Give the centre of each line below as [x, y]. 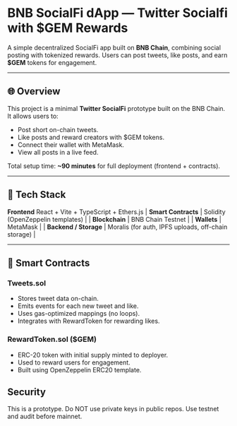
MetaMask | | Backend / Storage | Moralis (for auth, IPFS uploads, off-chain [117, 227]
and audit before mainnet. [45, 416]
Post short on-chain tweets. [58, 129]
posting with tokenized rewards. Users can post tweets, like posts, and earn [117, 55]
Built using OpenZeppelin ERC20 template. [79, 369]
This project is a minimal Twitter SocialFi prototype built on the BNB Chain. [116, 108]
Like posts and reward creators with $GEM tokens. [91, 137]
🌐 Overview [34, 91]
